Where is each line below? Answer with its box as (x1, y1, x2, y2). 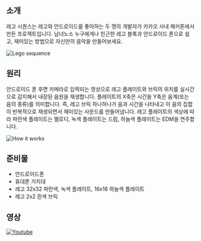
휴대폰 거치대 (14, 178, 46, 185)
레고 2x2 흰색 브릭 (14, 193, 58, 200)
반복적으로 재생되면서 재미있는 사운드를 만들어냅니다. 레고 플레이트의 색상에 (12, 108, 188, 115)
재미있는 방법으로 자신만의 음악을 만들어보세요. (14, 38, 123, 45)
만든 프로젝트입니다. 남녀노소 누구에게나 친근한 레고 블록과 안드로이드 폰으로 (6, 30, 184, 37)
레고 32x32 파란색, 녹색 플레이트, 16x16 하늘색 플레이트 (14, 185, 145, 193)
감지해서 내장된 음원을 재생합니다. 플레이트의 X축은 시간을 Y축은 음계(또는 (17, 93, 190, 100)
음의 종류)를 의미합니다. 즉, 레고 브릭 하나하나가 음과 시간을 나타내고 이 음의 (6, 100, 182, 108)
